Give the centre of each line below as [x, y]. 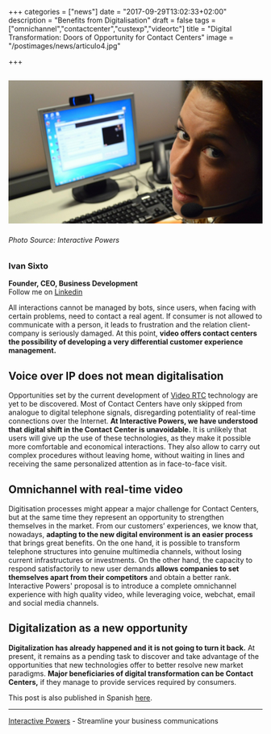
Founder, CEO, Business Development [73, 284]
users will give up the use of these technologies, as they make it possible [130, 438]
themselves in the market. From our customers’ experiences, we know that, [133, 526]
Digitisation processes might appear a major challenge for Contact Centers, [134, 509]
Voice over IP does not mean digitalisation [116, 375]
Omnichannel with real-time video [96, 489]
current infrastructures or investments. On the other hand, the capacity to [130, 561]
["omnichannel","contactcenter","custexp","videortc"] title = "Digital [120, 29]
